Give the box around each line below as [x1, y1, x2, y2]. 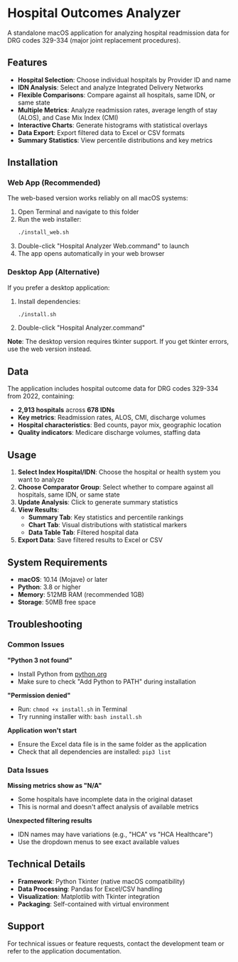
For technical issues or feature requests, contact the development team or [7, 939, 225, 948]
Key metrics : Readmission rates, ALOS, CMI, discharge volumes [17, 414, 206, 422]
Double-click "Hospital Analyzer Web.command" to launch [17, 242, 190, 250]
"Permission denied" [7, 691, 71, 699]
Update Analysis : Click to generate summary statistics [17, 498, 178, 507]
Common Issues [7, 639, 65, 649]
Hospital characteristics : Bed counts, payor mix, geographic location [17, 421, 222, 429]
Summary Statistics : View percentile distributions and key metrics [17, 136, 213, 144]
